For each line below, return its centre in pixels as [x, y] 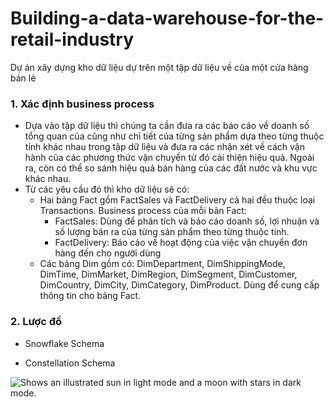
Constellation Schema [70, 363]
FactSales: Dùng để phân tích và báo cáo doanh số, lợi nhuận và [187, 221]
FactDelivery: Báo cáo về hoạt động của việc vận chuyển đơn [181, 243]
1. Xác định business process [82, 104]
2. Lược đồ [36, 322]
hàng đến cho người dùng [108, 253]
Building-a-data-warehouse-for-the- [167, 18]
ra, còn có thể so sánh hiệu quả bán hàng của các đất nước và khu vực [171, 168]
